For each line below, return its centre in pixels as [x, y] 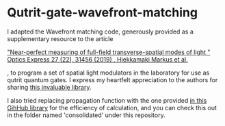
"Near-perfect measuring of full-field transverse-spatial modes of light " [109, 52]
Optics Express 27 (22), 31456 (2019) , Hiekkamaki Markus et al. [97, 59]
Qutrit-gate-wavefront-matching [103, 13]
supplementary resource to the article [60, 38]
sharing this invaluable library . [49, 87]
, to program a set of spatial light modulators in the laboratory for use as [108, 73]
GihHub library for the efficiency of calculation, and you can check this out [112, 108]
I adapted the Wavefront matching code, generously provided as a [100, 32]
